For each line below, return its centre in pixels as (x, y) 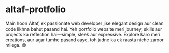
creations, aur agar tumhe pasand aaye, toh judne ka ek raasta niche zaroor (84, 40)
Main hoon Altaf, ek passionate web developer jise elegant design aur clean (84, 23)
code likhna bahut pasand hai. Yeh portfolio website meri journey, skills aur (84, 29)
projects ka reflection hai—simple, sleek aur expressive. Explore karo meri (83, 34)
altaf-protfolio (36, 9)
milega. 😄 (16, 45)
